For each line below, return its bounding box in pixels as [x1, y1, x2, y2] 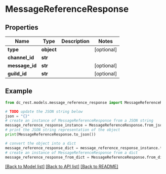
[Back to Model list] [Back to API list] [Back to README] [5, 164, 119, 170]
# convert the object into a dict [5, 141, 77, 146]
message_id [7, 62, 37, 69]
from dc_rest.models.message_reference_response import [5, 100, 123, 105]
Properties [5, 23, 39, 32]
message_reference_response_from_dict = [5, 155, 90, 160]
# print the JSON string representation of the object [5, 128, 121, 132]
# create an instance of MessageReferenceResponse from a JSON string [5, 118, 154, 123]
